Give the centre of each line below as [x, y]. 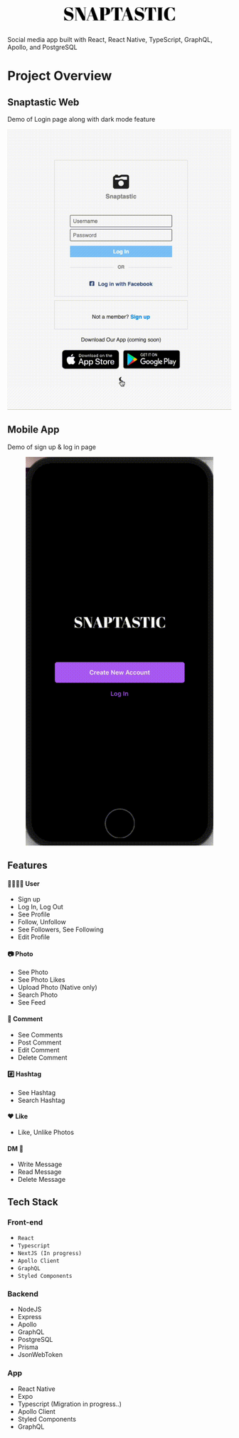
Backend [23, 1294]
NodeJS [30, 1309]
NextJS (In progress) [49, 1253]
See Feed [32, 1003]
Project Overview [60, 76]
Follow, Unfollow [42, 922]
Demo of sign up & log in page [52, 447]
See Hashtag [37, 1092]
